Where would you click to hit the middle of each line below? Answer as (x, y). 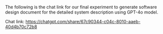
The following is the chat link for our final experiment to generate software (81, 7)
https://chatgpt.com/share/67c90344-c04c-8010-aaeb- (83, 22)
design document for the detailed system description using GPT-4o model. (82, 12)
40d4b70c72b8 (21, 27)
